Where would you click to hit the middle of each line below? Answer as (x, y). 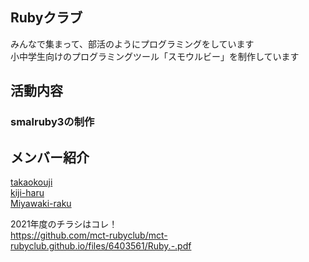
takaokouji (31, 182)
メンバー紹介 (50, 157)
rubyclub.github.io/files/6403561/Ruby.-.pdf (101, 245)
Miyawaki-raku (41, 203)
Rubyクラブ (46, 18)
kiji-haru (27, 192)
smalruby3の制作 (52, 122)
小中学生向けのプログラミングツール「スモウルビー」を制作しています (155, 56)
